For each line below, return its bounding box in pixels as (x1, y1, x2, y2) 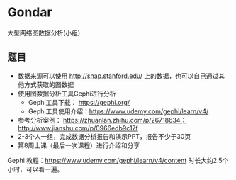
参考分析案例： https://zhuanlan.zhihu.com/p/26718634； (17, 116, 187, 124)
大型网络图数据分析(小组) (7, 28, 81, 37)
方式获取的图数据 (23, 80, 74, 89)
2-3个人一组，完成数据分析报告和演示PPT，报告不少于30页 (17, 132, 191, 140)
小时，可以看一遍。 (7, 164, 64, 174)
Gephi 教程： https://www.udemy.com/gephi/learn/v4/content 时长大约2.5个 (7, 156, 229, 164)
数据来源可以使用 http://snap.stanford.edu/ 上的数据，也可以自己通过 (17, 72, 219, 80)
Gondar (7, 4, 52, 21)
